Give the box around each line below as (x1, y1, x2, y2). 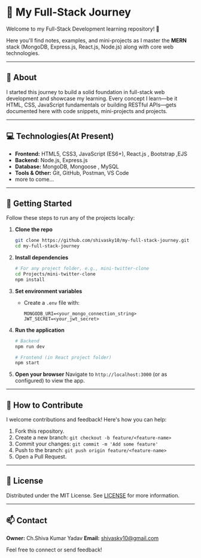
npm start (14, 360, 40, 366)
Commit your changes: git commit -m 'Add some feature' (14, 440, 159, 448)
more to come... (14, 175, 54, 183)
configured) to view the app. (14, 377, 86, 384)
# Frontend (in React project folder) (14, 354, 112, 360)
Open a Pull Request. (14, 453, 67, 460)
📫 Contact (6, 515, 48, 526)
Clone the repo (14, 226, 53, 233)
